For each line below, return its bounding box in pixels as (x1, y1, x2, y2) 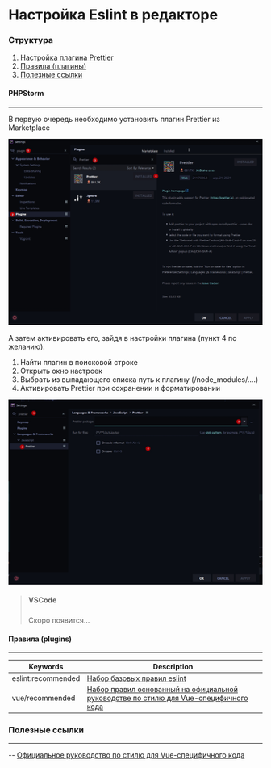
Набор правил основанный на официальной (86, 685, 238, 695)
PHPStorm (8, 89, 44, 99)
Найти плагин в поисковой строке (19, 358, 139, 367)
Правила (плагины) (19, 61, 87, 71)
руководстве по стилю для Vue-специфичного (86, 693, 248, 703)
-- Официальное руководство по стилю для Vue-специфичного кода (8, 750, 245, 760)
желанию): (8, 342, 46, 352)
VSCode (27, 595, 57, 605)
